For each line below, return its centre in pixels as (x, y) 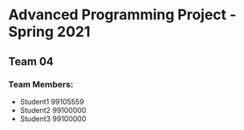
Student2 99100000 (53, 110)
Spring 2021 (49, 32)
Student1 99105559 (52, 101)
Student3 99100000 (53, 119)
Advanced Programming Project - (122, 15)
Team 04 (31, 61)
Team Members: (41, 84)
